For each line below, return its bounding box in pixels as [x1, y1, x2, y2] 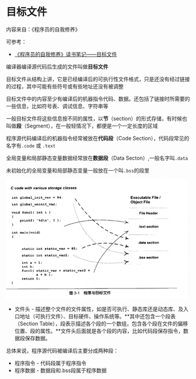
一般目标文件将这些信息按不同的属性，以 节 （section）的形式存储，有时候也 [6, 115, 188, 122]
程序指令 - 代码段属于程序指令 [14, 360, 87, 367]
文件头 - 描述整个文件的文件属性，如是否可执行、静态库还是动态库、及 [14, 305, 184, 313]
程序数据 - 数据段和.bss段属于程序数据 [14, 367, 107, 374]
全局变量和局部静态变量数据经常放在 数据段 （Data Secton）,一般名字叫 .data [6, 154, 188, 161]
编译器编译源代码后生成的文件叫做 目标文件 [6, 63, 108, 70]
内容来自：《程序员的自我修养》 [6, 26, 80, 33]
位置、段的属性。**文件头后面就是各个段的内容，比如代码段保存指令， [14, 328, 184, 335]
